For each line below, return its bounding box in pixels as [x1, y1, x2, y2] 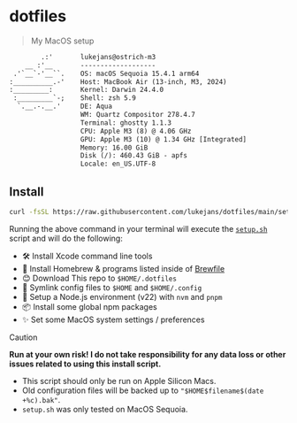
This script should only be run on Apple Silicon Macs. [21, 375, 217, 386]
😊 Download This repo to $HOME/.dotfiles [21, 273, 177, 283]
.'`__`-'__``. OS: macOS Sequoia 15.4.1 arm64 [12, 69, 200, 78]
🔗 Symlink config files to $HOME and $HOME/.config [21, 281, 202, 293]
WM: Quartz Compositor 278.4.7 [80, 111, 196, 119]
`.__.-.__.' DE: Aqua [17, 102, 113, 112]
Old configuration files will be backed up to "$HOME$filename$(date [21, 385, 264, 396]
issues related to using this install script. [9, 358, 162, 369]
